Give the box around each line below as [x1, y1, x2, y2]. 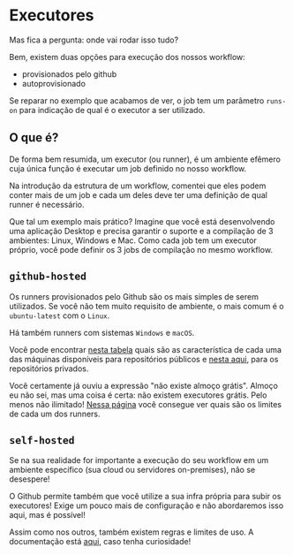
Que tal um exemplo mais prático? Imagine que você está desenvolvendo [9, 216, 275, 226]
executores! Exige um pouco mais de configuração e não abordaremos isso [9, 500, 284, 511]
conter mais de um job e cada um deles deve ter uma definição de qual [9, 189, 267, 200]
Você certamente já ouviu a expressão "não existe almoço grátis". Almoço [9, 380, 278, 391]
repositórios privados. [9, 363, 89, 374]
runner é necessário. [9, 199, 86, 209]
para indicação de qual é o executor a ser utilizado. [19, 104, 206, 115]
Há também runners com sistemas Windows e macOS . [9, 327, 195, 338]
